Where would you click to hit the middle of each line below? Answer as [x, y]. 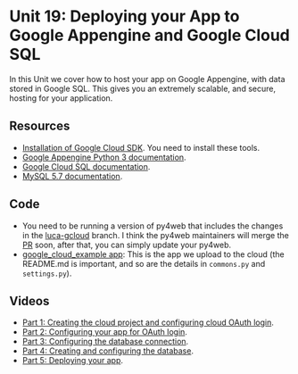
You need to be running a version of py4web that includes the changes [153, 226]
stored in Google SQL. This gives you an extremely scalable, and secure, [143, 88]
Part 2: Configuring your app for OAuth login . [104, 332]
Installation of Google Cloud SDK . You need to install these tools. [141, 147]
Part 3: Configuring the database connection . [105, 342]
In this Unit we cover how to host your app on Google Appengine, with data [147, 79]
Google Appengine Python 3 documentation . [104, 157]
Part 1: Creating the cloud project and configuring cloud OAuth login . [148, 322]
